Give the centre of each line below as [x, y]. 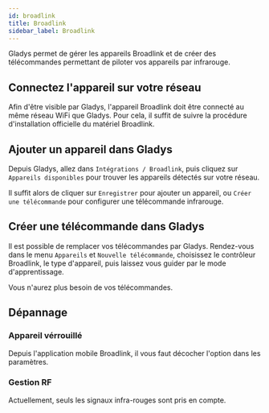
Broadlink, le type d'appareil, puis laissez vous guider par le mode [117, 263]
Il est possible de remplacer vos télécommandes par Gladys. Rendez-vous [131, 246]
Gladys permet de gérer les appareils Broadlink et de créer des [112, 54]
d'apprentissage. [36, 271]
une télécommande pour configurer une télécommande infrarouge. [116, 201]
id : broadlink [32, 16]
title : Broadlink [37, 23]
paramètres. [29, 361]
